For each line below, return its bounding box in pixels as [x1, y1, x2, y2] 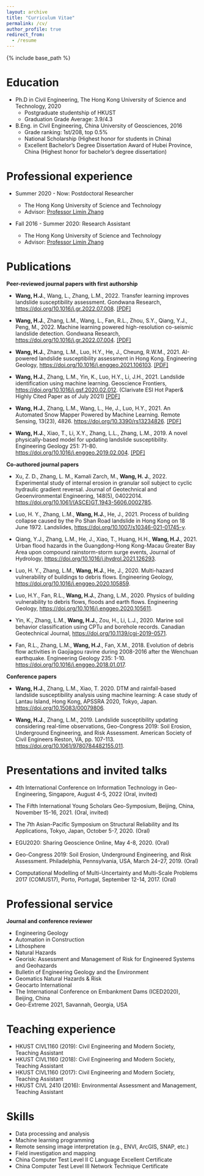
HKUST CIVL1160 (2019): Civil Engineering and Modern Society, [15, 1042, 175, 1050]
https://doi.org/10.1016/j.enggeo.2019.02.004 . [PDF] [15, 448, 145, 456]
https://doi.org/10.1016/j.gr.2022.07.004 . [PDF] [15, 336, 131, 344]
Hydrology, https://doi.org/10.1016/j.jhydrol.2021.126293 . [15, 555, 157, 562]
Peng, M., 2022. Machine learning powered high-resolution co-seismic [15, 323, 194, 331]
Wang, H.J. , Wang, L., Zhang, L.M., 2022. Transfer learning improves [15, 292, 189, 299]
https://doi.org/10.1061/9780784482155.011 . [15, 742, 125, 749]
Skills [6, 1109, 35, 1123]
